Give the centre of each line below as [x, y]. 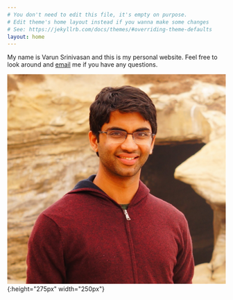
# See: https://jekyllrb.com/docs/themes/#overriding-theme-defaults [110, 29]
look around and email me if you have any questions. [83, 65]
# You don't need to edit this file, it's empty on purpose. [97, 15]
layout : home [26, 37]
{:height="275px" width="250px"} [56, 289]
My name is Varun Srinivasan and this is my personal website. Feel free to [112, 57]
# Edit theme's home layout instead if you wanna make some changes [108, 22]
